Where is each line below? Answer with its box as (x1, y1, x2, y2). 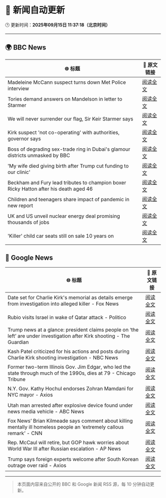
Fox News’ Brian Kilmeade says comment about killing (7, 417, 133, 424)
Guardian (7, 338, 29, 345)
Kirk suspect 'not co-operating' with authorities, (7, 129, 120, 136)
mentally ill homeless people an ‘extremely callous (7, 423, 124, 430)
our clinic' (7, 168, 31, 175)
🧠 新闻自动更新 (5, 4, 65, 16)
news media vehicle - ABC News (7, 408, 84, 415)
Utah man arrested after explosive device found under (7, 402, 133, 409)
